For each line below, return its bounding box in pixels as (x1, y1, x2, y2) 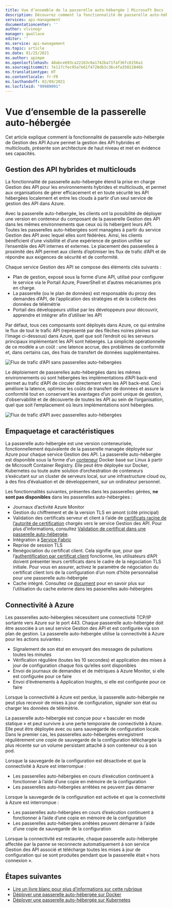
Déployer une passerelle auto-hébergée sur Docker (12, 891, 122, 897)
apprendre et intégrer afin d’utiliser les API (12, 312, 102, 318)
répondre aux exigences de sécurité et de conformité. (5, 254, 119, 260)
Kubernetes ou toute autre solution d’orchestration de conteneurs (5, 468, 143, 474)
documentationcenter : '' (5, 22, 58, 27)
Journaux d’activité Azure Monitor (12, 504, 84, 510)
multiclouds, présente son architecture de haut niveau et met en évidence (5, 145, 161, 151)
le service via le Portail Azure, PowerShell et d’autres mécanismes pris (12, 279, 161, 285)
